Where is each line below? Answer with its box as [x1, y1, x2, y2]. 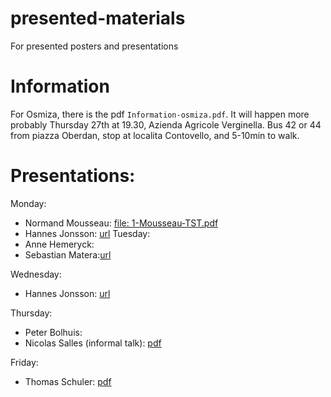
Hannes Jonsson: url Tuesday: [24, 227, 151, 239]
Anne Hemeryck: [24, 238, 95, 250]
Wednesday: [10, 268, 62, 280]
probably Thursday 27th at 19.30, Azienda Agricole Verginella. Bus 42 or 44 [10, 118, 322, 131]
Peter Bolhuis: [24, 326, 83, 338]
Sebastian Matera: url [24, 248, 112, 261]
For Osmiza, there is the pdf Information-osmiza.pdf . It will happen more [10, 108, 310, 120]
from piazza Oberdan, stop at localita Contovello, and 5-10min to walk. [10, 129, 300, 141]
